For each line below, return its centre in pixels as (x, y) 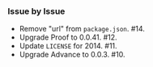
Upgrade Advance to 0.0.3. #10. (72, 55)
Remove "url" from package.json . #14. (82, 29)
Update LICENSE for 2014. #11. (68, 46)
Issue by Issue (36, 11)
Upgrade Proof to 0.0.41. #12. (68, 37)
